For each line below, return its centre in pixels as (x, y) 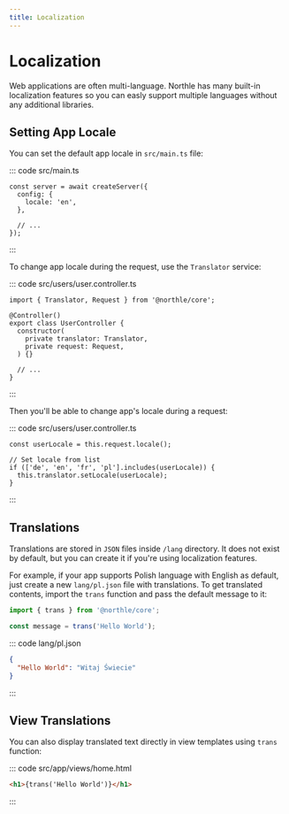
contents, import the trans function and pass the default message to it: (138, 595)
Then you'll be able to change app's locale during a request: (118, 411)
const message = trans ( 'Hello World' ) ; (83, 626)
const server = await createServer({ (79, 187)
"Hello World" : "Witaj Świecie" (77, 668)
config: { (35, 195)
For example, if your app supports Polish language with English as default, (144, 575)
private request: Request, (75, 347)
